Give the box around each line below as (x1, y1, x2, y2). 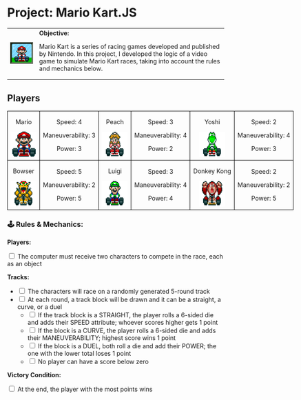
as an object (7, 259, 43, 268)
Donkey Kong (193, 167, 232, 175)
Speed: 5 (56, 167, 83, 175)
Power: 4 (147, 194, 174, 202)
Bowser (12, 167, 34, 175)
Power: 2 (147, 145, 174, 153)
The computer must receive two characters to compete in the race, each (17, 252, 224, 260)
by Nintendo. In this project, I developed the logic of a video (39, 50, 208, 58)
